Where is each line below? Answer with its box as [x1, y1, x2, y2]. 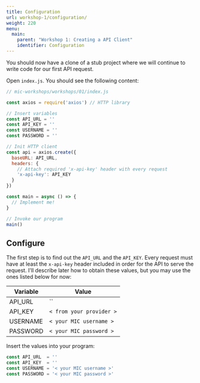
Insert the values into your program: [6, 343, 95, 350]
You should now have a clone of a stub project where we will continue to [6, 58, 186, 66]
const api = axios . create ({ [6, 149, 77, 155]
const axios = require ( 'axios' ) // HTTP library [6, 99, 130, 105]
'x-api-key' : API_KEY [17, 172, 71, 178]
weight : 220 [6, 20, 36, 26]
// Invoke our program [6, 216, 63, 222]
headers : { [11, 160, 39, 166]
